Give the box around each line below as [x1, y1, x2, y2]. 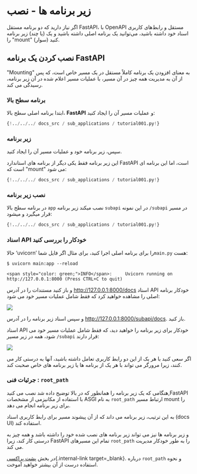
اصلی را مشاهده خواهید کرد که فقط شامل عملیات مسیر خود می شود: [6, 292, 161, 299]
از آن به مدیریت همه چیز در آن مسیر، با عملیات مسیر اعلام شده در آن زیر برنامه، [6, 75, 183, 82]
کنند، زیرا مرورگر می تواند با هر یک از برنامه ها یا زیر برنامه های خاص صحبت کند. [6, 361, 182, 368]
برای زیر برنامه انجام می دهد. [6, 402, 71, 409]
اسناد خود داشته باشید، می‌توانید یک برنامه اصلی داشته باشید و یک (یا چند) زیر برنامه [6, 29, 189, 36]
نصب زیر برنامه [6, 191, 46, 199]
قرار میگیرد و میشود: [6, 211, 52, 218]
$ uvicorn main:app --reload [6, 261, 78, 266]
